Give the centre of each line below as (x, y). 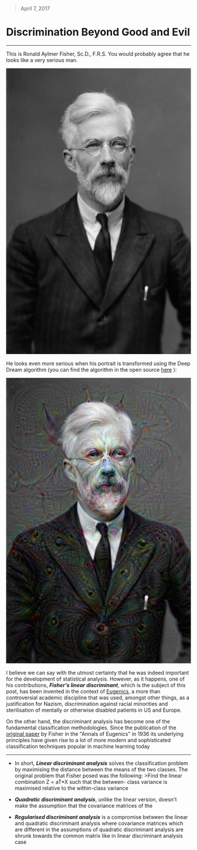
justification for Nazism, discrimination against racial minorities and (87, 704)
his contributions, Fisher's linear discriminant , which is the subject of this (96, 685)
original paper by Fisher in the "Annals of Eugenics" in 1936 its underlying (95, 734)
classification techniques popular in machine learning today (78, 746)
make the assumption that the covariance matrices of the (84, 806)
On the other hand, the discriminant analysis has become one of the (88, 722)
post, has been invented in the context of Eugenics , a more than (83, 692)
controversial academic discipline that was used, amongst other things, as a (98, 698)
